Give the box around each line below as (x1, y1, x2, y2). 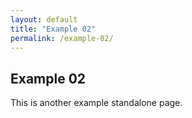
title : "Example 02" (10, 24, 97, 34)
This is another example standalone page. (10, 97, 183, 109)
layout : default (10, 14, 78, 25)
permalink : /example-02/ (10, 33, 114, 43)
